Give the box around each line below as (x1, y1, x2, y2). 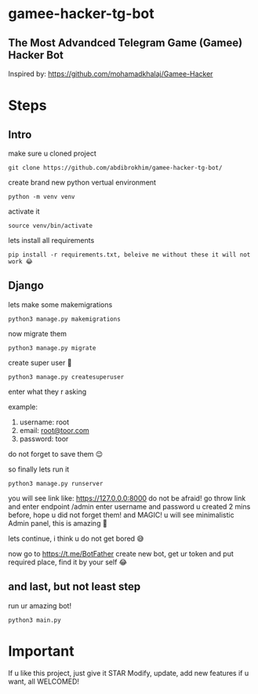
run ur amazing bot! (8, 600, 72, 610)
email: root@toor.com (19, 425, 90, 435)
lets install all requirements (8, 236, 95, 244)
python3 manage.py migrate (8, 343, 96, 352)
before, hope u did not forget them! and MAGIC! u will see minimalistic (8, 510, 234, 520)
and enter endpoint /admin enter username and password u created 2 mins (8, 501, 251, 511)
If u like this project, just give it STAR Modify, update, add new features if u (8, 668, 249, 677)
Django (8, 279, 45, 292)
